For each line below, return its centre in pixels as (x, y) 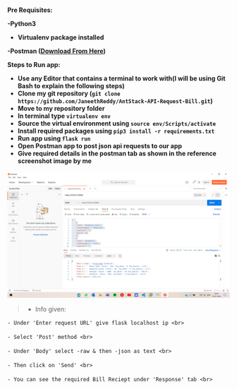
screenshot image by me (54, 161)
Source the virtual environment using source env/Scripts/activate (117, 123)
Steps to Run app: (34, 64)
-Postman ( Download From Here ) (56, 51)
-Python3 (22, 23)
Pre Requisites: (30, 10)
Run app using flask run (54, 138)
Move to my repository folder (61, 108)
